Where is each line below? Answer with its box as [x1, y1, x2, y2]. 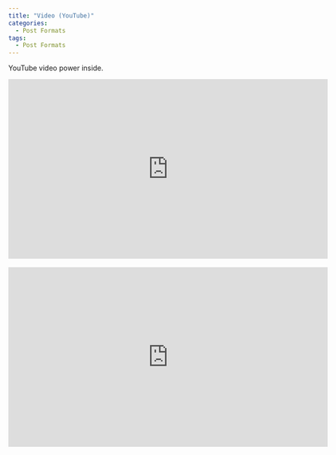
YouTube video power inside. [8, 63, 104, 73]
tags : [8, 34, 26, 42]
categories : [8, 19, 48, 27]
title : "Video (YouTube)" [8, 11, 94, 20]
